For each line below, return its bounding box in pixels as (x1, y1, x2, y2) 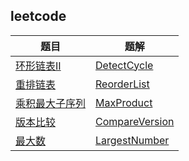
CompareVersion (95, 114, 175, 128)
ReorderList (95, 77, 150, 91)
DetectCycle (95, 58, 154, 72)
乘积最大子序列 (15, 96, 87, 110)
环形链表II (15, 59, 62, 73)
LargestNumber (95, 133, 170, 147)
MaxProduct (95, 95, 153, 109)
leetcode (10, 8, 67, 25)
